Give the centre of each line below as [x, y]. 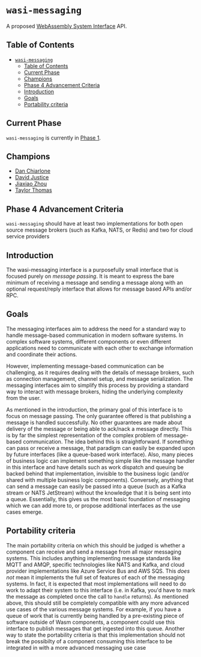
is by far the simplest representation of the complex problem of [84, 435]
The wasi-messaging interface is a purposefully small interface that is [92, 270]
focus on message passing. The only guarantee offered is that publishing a [99, 416]
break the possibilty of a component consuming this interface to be [89, 641]
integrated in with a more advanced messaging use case [76, 647]
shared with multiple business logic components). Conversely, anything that [100, 480]
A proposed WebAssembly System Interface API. [67, 26]
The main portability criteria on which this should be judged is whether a [96, 545]
